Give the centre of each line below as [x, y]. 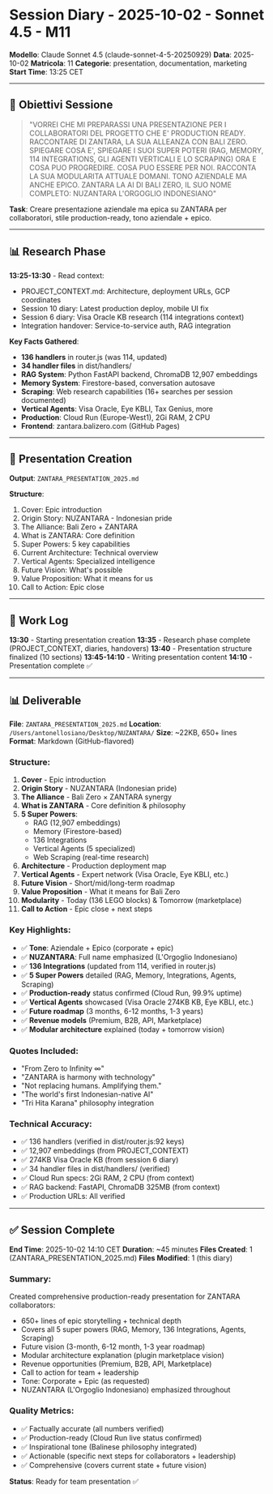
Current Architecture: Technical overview [90, 553]
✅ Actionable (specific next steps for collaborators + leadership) [128, 1456]
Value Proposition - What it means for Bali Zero [100, 892]
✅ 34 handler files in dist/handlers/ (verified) [96, 1169]
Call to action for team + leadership [80, 1372]
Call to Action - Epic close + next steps [87, 909]
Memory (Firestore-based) [77, 832]
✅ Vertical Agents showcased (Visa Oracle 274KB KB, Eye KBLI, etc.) [137, 1002]
